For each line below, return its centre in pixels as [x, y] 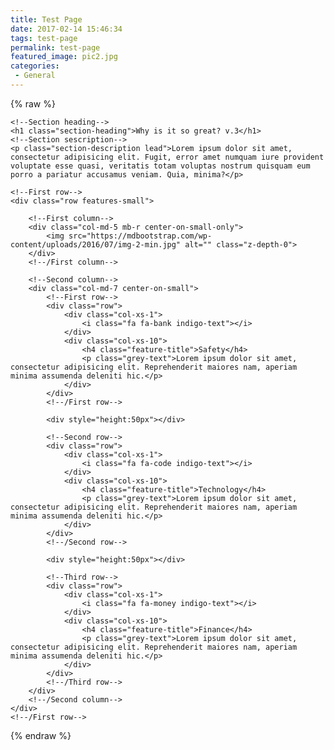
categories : [35, 66]
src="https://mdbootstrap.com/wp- [140, 236]
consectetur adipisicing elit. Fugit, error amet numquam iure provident [167, 157]
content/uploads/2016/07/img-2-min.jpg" [96, 244]
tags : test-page [44, 38]
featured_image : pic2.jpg [64, 57]
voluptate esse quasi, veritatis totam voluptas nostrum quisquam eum [160, 166]
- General [35, 76]
